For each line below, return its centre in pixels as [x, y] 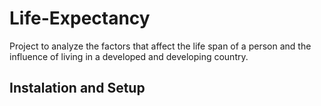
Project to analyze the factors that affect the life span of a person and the [160, 46]
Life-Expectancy [80, 18]
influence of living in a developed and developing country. [129, 56]
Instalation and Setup [77, 88]
